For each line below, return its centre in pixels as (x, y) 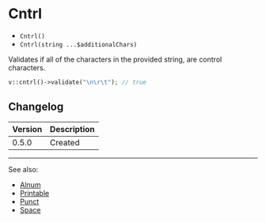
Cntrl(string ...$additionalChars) (78, 44)
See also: (23, 169)
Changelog (36, 107)
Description (72, 129)
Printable (34, 193)
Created (65, 142)
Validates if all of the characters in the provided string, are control (115, 59)
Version (27, 129)
